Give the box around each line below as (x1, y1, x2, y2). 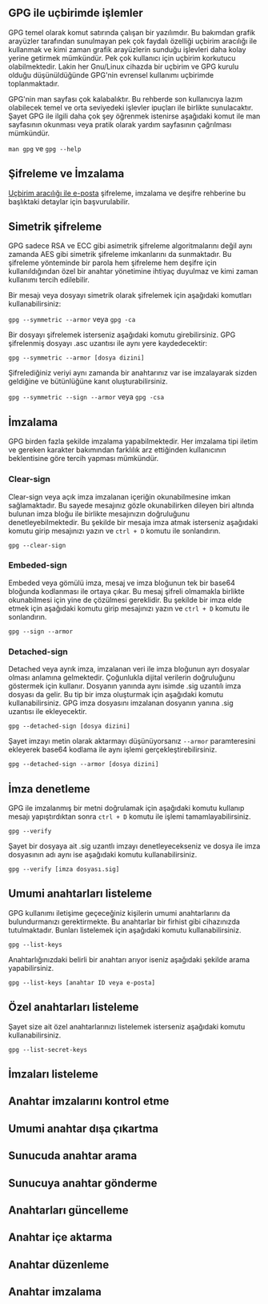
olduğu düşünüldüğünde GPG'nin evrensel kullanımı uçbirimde (8, 70, 214, 79)
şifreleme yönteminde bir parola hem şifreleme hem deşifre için (8, 258, 218, 267)
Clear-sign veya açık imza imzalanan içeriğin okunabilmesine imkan (8, 492, 230, 501)
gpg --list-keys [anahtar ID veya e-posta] (8, 978, 156, 987)
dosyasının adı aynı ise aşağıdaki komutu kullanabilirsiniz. (8, 849, 198, 859)
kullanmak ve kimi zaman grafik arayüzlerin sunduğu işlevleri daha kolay (8, 44, 246, 54)
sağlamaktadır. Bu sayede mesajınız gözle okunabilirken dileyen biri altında (8, 500, 254, 510)
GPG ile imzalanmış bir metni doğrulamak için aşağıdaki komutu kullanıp (8, 803, 245, 812)
